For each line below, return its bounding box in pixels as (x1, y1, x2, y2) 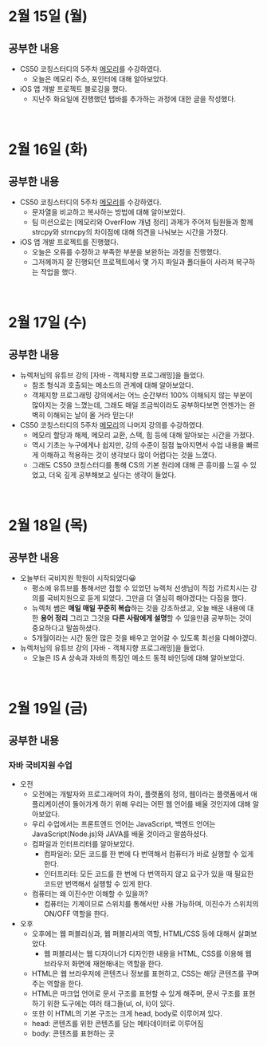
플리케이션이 (31, 799, 71, 808)
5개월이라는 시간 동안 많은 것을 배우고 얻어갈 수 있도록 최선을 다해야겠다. (31, 634, 257, 642)
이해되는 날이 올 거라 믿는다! (46, 410, 134, 420)
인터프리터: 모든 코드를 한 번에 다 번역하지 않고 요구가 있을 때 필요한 (43, 869, 254, 878)
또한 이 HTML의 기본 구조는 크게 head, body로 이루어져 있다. (31, 1009, 223, 1018)
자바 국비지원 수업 (8, 760, 73, 771)
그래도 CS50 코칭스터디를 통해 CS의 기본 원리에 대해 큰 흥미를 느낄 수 (31, 460, 249, 469)
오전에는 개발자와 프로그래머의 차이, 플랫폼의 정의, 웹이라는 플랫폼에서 (31, 789, 249, 799)
